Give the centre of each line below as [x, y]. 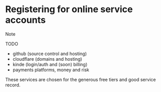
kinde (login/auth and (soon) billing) [50, 64]
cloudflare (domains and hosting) [47, 59]
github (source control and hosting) [50, 54]
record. [13, 85]
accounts [25, 20]
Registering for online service [69, 9]
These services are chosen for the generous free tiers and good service [80, 79]
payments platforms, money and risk [51, 70]
